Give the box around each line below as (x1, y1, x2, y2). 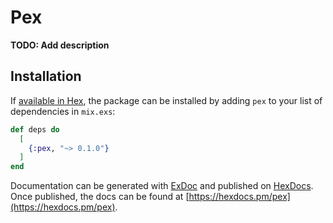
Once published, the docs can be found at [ (10, 191, 190, 203)
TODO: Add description (10, 39, 110, 51)
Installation (10, 68, 82, 85)
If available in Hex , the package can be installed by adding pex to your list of (10, 94, 323, 106)
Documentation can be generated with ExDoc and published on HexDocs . (10, 180, 314, 192)
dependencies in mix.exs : (10, 105, 116, 117)
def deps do (10, 124, 60, 135)
